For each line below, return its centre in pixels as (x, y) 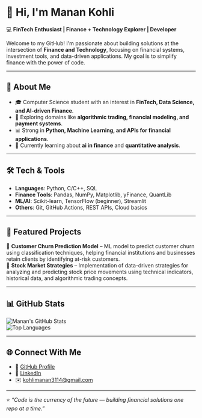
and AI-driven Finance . (44, 110)
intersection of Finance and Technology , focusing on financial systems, (96, 49)
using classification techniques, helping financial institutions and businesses (101, 253)
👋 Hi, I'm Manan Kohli (60, 12)
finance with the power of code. (46, 62)
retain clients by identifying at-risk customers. (63, 259)
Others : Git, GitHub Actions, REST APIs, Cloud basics (81, 207)
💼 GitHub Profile (35, 367)
